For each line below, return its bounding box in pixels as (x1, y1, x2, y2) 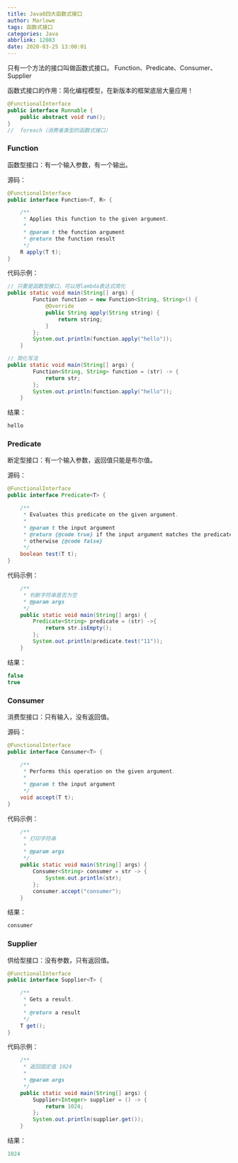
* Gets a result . (23, 996, 74, 1003)
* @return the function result (23, 235, 115, 242)
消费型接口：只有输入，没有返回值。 (7, 713, 113, 721)
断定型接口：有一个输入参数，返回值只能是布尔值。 (7, 456, 157, 465)
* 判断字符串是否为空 (23, 591, 78, 598)
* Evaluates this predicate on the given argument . (23, 511, 179, 518)
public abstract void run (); (20, 113, 106, 120)
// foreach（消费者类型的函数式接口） (7, 127, 111, 134)
